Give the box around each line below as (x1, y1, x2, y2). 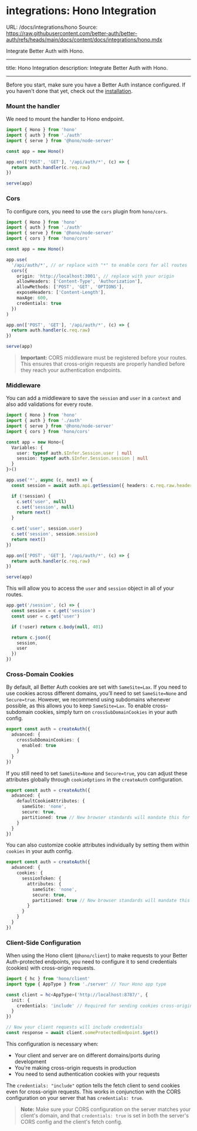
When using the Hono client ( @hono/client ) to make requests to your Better (6, 952, 188, 959)
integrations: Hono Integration (6, 4, 157, 18)
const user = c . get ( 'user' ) (11, 613, 80, 619)
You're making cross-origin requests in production (14, 1064, 137, 1071)
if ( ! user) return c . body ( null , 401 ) (11, 624, 104, 630)
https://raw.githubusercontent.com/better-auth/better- (6, 29, 138, 36)
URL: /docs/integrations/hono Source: (6, 24, 98, 31)
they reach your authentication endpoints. (20, 367, 122, 374)
